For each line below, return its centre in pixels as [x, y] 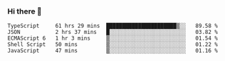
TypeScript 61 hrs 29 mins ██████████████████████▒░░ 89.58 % [113, 26]
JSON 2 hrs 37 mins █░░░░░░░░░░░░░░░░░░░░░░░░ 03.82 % [113, 32]
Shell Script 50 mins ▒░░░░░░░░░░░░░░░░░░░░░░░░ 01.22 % [113, 45]
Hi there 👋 [25, 11]
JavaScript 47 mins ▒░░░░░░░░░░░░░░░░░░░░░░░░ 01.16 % [113, 51]
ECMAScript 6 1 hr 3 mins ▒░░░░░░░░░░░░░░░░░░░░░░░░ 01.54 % [113, 38]
